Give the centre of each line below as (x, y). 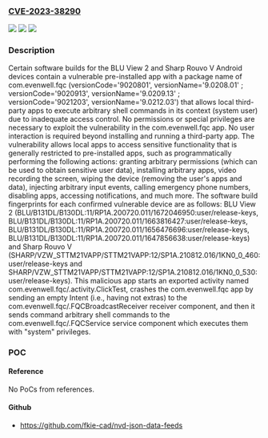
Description (32, 50)
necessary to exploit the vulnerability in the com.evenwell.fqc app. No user (132, 127)
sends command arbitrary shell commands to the (89, 315)
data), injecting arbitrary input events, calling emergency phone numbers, (130, 187)
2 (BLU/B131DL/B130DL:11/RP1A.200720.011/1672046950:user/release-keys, (133, 212)
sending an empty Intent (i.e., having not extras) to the (98, 297)
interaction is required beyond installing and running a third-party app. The (131, 136)
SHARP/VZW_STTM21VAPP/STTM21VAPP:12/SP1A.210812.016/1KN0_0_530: (133, 272)
